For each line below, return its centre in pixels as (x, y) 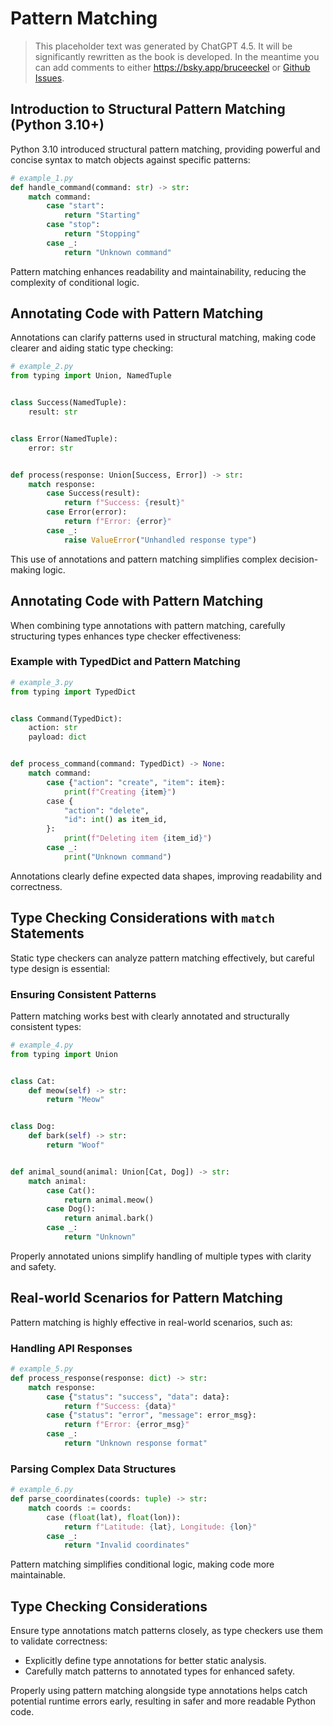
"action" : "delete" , (106, 810)
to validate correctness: (59, 1641)
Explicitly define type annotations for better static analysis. (145, 1661)
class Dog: (33, 1127)
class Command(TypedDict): (66, 718)
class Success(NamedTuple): (69, 403)
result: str (53, 412)
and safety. (33, 1266)
